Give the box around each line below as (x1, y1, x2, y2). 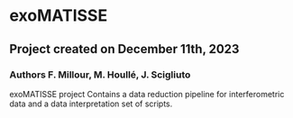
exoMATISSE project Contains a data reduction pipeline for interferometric (9, 88, 285, 99)
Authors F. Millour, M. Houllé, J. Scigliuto (9, 68, 191, 81)
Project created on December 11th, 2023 (9, 41, 240, 57)
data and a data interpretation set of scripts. (9, 98, 173, 109)
